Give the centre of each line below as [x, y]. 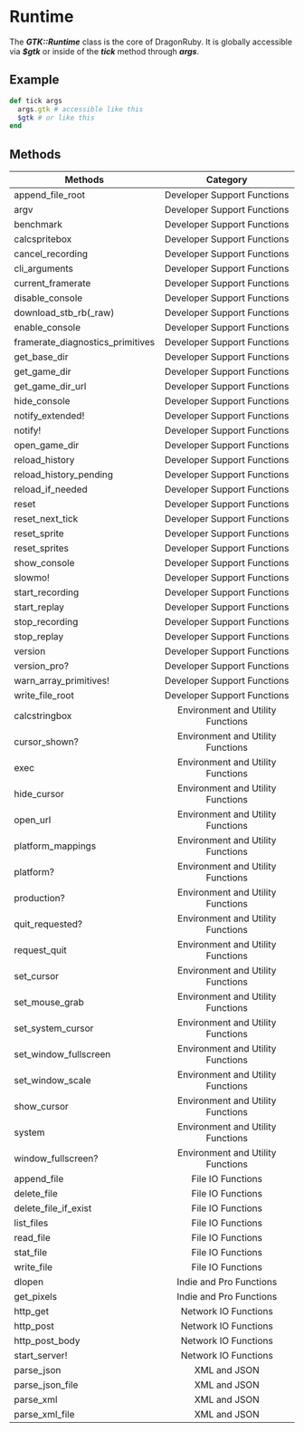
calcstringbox [43, 716]
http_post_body [47, 1341]
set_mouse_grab [49, 1003]
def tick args [36, 101]
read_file [33, 1238]
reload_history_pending [64, 475]
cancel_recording [51, 254]
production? [39, 899]
